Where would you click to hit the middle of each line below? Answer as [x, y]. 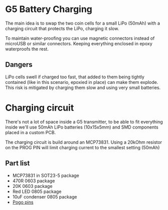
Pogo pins [23, 202]
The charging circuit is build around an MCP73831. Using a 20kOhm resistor [83, 142]
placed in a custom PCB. [31, 132]
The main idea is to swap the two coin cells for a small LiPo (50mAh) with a [83, 23]
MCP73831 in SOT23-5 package [46, 175]
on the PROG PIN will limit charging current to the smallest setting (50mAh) [82, 147]
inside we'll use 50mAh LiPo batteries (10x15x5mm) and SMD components [82, 127]
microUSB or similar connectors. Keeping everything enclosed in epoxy [79, 43]
